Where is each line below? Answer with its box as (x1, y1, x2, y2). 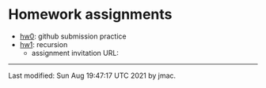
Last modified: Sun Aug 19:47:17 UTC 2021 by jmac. (8, 71, 177, 80)
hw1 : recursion (19, 39, 68, 49)
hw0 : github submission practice (19, 31, 127, 41)
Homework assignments (8, 5, 173, 24)
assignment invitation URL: (31, 48, 119, 57)
